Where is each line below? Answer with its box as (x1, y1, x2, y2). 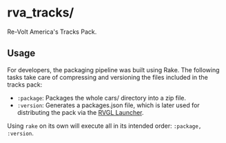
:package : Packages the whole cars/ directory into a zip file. (17, 93, 187, 102)
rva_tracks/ (7, 5, 74, 21)
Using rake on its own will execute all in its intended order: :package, (7, 122, 202, 130)
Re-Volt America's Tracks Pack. (7, 27, 97, 36)
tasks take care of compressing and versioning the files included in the (7, 73, 208, 81)
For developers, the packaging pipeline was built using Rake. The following (7, 65, 220, 74)
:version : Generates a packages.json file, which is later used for (17, 101, 200, 109)
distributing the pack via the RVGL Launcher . (17, 108, 144, 116)
